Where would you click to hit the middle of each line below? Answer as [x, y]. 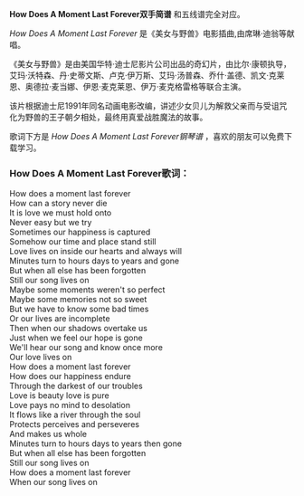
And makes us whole [48, 434]
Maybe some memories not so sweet [78, 300]
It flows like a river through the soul [75, 415]
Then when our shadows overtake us [78, 329]
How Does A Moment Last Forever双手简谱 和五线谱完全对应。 [128, 14]
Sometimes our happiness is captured [80, 232]
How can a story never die [58, 204]
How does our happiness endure [70, 377]
